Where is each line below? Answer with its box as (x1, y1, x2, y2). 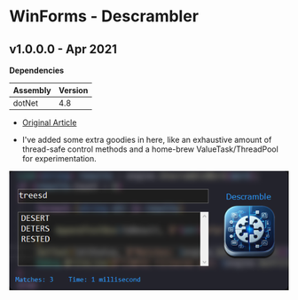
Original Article (21, 117, 77, 128)
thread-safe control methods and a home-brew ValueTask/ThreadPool (21, 144, 279, 154)
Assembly (12, 84, 51, 95)
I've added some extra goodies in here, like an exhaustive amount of (21, 135, 272, 146)
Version (59, 84, 89, 95)
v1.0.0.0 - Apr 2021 (9, 42, 117, 57)
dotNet (12, 98, 38, 108)
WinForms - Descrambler (9, 6, 200, 27)
